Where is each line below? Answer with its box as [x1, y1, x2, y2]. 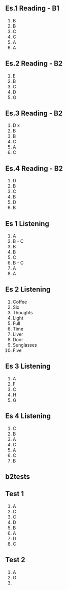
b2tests [5, 472, 30, 481]
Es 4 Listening [5, 412, 51, 420]
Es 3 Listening [5, 362, 51, 371]
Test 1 [5, 489, 24, 498]
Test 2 [5, 555, 25, 564]
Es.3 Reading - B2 [5, 109, 63, 118]
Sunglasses [12, 342, 37, 348]
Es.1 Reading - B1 [5, 4, 60, 13]
